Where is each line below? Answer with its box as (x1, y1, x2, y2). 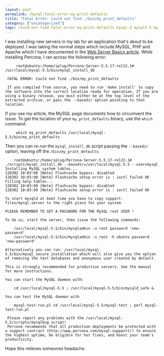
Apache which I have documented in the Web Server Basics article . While (5, 49, 153, 55)
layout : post (5, 7, 32, 12)
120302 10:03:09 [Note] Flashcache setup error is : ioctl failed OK (5, 188, 150, 193)
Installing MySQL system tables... (5, 166, 78, 171)
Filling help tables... (5, 179, 54, 184)
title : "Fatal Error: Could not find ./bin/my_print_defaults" (5, 16, 137, 21)
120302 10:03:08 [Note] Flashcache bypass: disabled (5, 171, 115, 176)
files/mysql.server (5, 200, 45, 205)
